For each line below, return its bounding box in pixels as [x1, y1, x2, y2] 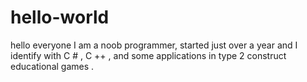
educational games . [10, 60, 95, 72]
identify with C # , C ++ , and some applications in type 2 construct [10, 49, 287, 61]
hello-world [10, 6, 110, 29]
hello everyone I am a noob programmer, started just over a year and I [10, 39, 298, 51]
